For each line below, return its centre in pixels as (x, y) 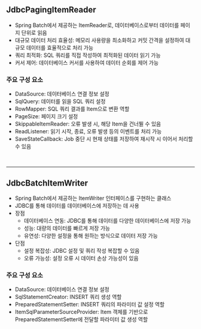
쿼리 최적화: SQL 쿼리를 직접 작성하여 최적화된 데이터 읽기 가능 (88, 55)
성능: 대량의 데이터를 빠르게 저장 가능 (67, 228)
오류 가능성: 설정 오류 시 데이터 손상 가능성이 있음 (81, 258)
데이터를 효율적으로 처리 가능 (60, 47)
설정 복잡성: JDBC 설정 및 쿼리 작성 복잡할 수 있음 (82, 250)
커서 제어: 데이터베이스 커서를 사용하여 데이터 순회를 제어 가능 (87, 62)
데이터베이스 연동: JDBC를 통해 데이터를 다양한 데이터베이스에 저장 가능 (107, 220)
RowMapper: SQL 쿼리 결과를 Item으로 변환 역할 (72, 109)
